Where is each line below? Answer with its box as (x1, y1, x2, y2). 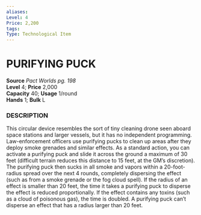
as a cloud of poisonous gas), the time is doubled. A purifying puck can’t (6, 195, 187, 202)
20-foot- (164, 163, 185, 170)
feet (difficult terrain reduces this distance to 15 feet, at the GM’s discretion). (6, 157, 196, 164)
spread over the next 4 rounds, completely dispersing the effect (23, 170, 182, 177)
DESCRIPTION (6, 111, 49, 119)
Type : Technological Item (6, 31, 71, 37)
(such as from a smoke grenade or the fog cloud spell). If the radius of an (6, 176, 188, 184)
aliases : (6, 8, 28, 15)
